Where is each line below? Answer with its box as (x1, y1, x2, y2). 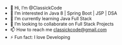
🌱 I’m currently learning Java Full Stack (10, 16, 93, 21)
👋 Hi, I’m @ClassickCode (10, 5, 63, 11)
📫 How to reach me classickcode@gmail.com (10, 27, 107, 32)
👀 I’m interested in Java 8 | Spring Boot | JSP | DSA (10, 10, 117, 16)
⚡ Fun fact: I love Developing (10, 34, 70, 40)
